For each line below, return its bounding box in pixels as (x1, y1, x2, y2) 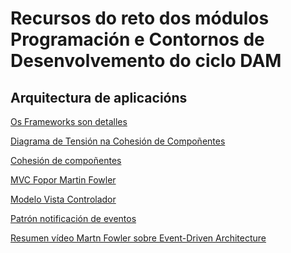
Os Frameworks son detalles (10, 116, 128, 127)
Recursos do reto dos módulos (10, 7, 270, 30)
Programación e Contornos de (10, 28, 265, 51)
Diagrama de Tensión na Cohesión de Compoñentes (10, 135, 226, 147)
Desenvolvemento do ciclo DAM (10, 50, 282, 72)
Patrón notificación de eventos (10, 213, 137, 224)
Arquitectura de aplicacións (10, 89, 188, 106)
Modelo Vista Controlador (10, 193, 117, 205)
